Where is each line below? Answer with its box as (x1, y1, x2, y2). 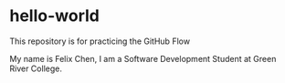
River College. (9, 63, 62, 74)
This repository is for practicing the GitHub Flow (9, 36, 190, 47)
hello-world (9, 5, 100, 26)
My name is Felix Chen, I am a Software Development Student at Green (9, 53, 277, 64)
